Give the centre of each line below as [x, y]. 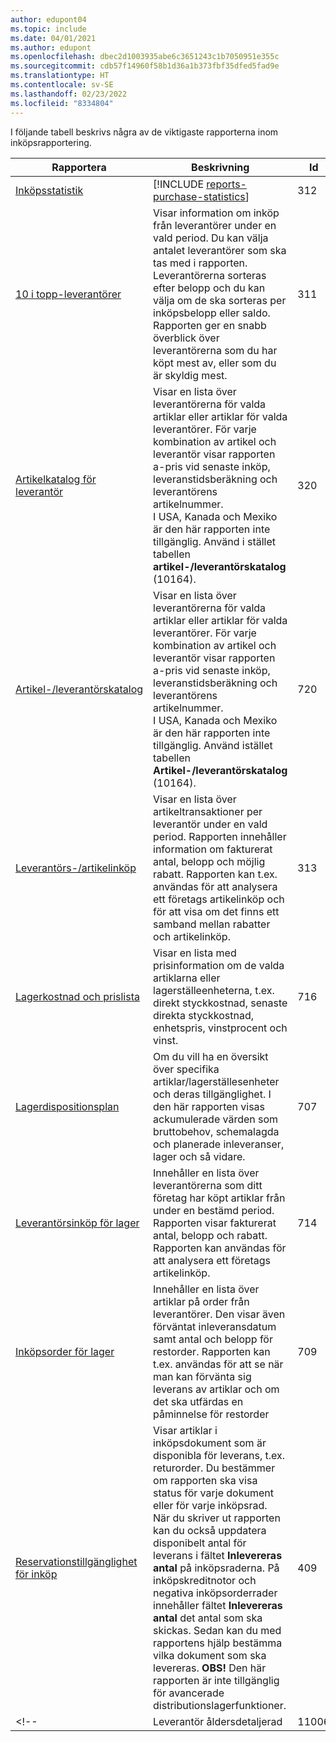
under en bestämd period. [214, 1210]
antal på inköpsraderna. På [216, 1568]
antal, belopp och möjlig [209, 861]
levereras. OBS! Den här [210, 1668]
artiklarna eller [187, 978]
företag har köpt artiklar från [219, 1198]
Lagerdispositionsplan [67, 1106]
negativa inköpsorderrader [215, 1593]
